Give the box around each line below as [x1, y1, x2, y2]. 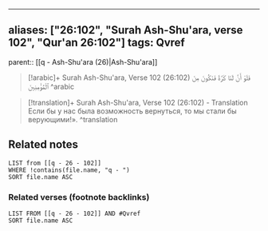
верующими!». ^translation [27, 114, 118, 124]
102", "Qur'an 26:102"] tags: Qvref [8, 36, 185, 50]
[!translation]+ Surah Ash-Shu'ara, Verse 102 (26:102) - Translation [27, 98, 249, 107]
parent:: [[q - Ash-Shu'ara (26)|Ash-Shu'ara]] [8, 57, 158, 66]
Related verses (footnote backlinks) [8, 191, 150, 202]
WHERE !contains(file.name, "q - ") [8, 165, 130, 174]
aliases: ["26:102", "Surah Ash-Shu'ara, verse [8, 23, 243, 37]
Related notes [8, 137, 78, 152]
